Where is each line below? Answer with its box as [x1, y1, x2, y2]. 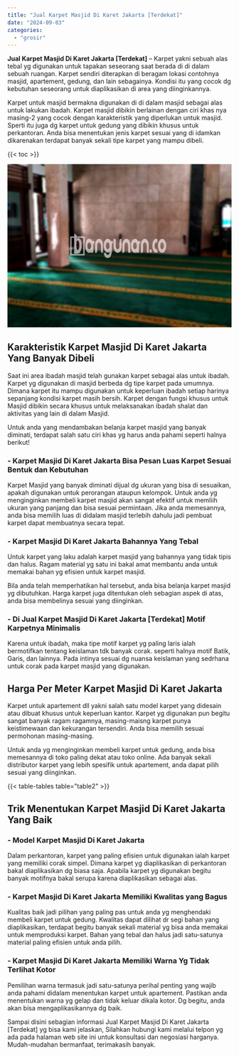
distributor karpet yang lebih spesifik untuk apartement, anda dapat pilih [7, 761, 219, 769]
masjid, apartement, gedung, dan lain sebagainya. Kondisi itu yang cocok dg [7, 77, 231, 85]
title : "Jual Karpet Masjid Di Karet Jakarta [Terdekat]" [7, 11, 183, 19]
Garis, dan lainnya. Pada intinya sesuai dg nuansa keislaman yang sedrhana [7, 655, 229, 663]
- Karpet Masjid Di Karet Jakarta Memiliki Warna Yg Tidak [7, 956, 210, 966]
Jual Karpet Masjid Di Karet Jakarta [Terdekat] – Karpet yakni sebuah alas [7, 54, 228, 63]
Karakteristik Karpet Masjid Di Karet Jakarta [7, 342, 208, 354]
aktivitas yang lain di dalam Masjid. [7, 409, 110, 418]
